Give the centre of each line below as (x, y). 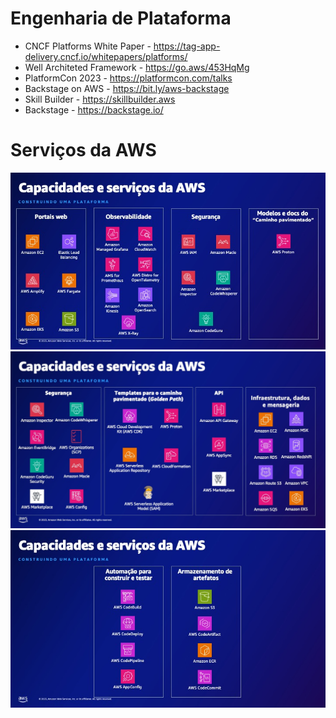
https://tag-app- (187, 46)
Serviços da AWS (83, 150)
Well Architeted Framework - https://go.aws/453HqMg (137, 67)
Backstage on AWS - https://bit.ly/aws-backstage (127, 88)
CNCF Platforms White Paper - (88, 46)
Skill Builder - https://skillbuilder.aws (100, 99)
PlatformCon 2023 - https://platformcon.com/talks (128, 78)
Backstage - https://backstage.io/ (94, 109)
